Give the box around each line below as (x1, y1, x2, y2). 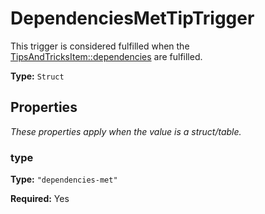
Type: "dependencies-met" (10, 173, 118, 186)
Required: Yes (10, 193, 70, 205)
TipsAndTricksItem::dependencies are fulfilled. (10, 50, 203, 62)
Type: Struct (10, 70, 65, 82)
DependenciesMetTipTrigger (10, 7, 255, 30)
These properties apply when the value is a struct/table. (10, 125, 242, 137)
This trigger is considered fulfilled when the (10, 40, 190, 52)
